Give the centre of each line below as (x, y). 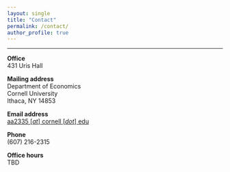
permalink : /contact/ (38, 26)
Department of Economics (44, 86)
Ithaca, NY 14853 (31, 101)
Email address (28, 114)
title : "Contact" (32, 20)
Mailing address (30, 79)
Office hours (25, 156)
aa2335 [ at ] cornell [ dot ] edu (48, 121)
